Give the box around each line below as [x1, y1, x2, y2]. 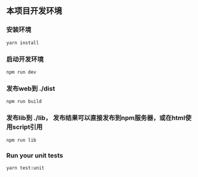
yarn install [6, 40, 39, 46]
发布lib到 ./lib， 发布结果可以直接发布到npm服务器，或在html [6, 114, 186, 122]
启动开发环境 [6, 55, 44, 63]
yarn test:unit [6, 165, 45, 171]
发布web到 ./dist [6, 84, 56, 92]
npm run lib [6, 137, 36, 143]
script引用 [12, 123, 43, 131]
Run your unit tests [6, 151, 64, 159]
